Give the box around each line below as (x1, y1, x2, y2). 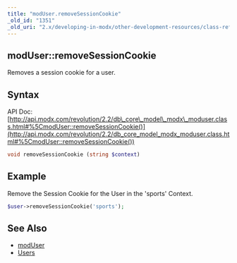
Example (7, 171, 47, 183)
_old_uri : (7, 23, 37, 30)
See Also (7, 222, 47, 234)
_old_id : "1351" (7, 17, 55, 24)
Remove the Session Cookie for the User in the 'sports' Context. (7, 189, 193, 197)
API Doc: (7, 107, 33, 116)
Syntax (7, 89, 39, 101)
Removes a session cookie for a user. (7, 68, 116, 77)
